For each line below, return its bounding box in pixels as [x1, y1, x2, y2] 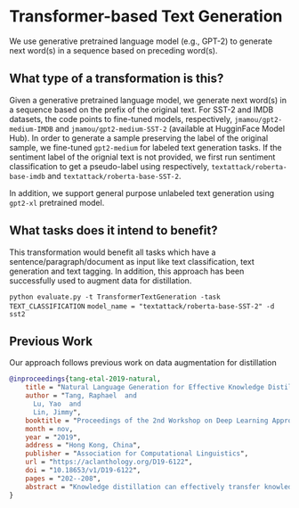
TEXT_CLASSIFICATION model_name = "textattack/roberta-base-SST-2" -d [9, 301, 275, 311]
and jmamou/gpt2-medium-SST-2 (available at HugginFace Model [54, 123, 286, 134]
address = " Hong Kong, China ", [25, 441, 141, 450]
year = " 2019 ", [25, 432, 82, 442]
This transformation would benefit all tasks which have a [9, 247, 216, 258]
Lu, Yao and [32, 399, 82, 408]
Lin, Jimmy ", [32, 407, 82, 416]
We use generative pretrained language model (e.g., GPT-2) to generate [9, 36, 273, 46]
